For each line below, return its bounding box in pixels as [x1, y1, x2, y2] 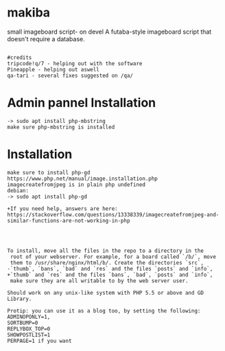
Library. [7, 295, 32, 302]
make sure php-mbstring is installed [7, 124, 115, 131]
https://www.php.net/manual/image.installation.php [7, 175, 158, 182]
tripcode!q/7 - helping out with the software [7, 60, 143, 67]
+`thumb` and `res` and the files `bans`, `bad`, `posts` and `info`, [7, 271, 213, 278]
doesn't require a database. [7, 34, 85, 43]
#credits [7, 54, 32, 61]
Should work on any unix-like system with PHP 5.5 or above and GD [7, 289, 204, 296]
